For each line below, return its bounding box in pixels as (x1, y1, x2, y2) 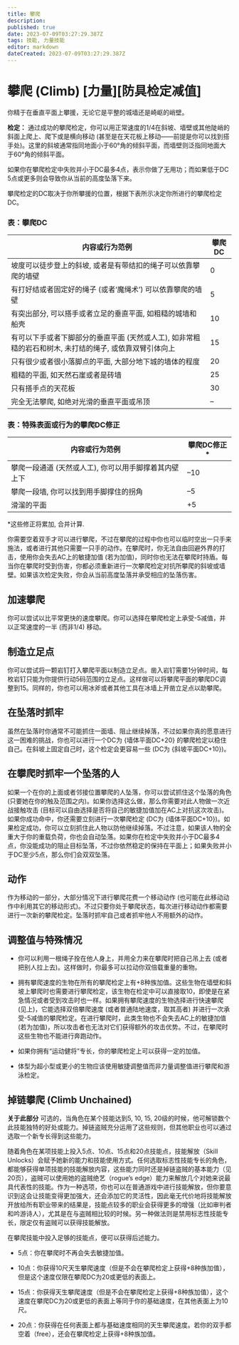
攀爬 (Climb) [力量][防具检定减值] (7, 83, 201, 100)
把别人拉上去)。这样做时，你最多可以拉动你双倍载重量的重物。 (17, 963, 201, 972)
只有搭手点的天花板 (11, 383, 76, 393)
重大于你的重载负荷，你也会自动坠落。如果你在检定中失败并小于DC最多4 (7, 832, 221, 841)
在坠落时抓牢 (7, 706, 64, 718)
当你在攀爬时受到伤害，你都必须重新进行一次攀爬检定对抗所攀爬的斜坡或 (7, 562, 219, 570)
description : (7, 17, 46, 24)
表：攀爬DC (7, 217, 48, 227)
